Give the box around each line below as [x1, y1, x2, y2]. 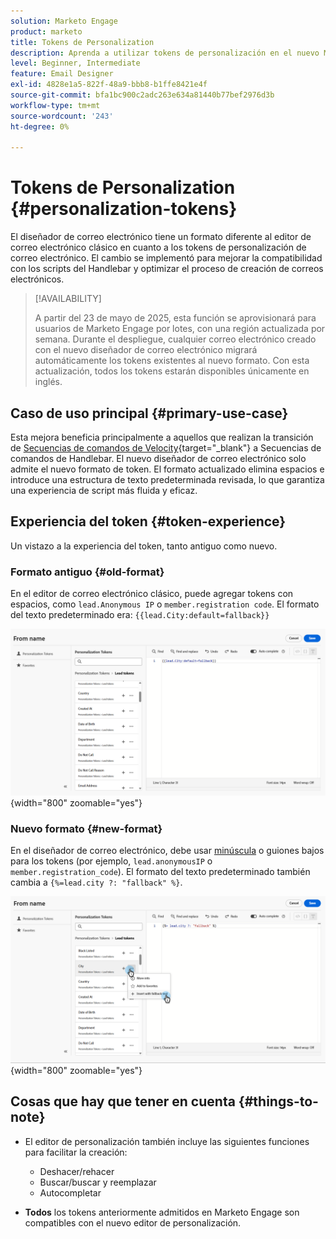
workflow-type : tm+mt [10, 100, 101, 110]
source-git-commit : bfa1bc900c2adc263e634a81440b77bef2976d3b [10, 90, 275, 100]
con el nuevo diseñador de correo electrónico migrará [34, 344, 258, 356]
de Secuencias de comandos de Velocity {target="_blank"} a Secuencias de [10, 442, 322, 454]
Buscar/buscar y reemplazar [39, 1176, 157, 1188]
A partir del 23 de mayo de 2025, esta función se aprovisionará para [34, 312, 317, 324]
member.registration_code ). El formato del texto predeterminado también [10, 866, 311, 878]
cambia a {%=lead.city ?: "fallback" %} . [10, 876, 183, 889]
